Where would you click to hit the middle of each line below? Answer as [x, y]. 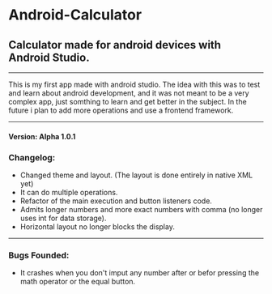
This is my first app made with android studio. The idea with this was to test [134, 84]
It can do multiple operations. [69, 192]
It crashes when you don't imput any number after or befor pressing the [140, 273]
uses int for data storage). [63, 218]
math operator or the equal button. [78, 282]
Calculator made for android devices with [115, 45]
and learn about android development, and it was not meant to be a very [129, 93]
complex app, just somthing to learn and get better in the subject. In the [127, 102]
